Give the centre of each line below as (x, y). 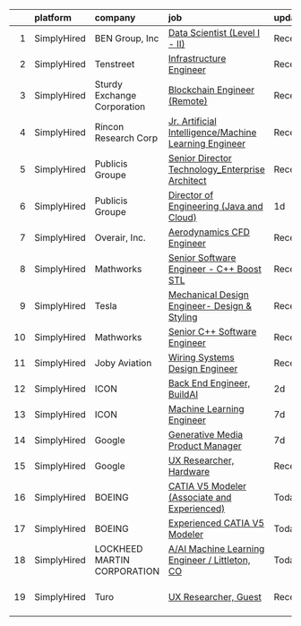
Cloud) (182, 217)
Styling (183, 317)
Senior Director (200, 158)
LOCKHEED (119, 549)
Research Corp (126, 138)
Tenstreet (115, 64)
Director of (191, 195)
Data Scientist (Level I (214, 33)
